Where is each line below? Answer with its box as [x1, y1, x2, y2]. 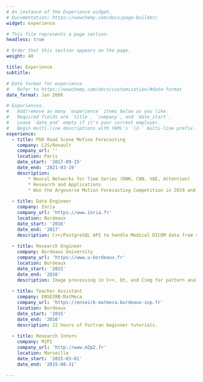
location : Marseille [17, 350, 69, 356]
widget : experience [6, 20, 56, 26]
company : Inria [17, 204, 56, 210]
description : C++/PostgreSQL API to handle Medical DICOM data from [17, 232, 193, 238]
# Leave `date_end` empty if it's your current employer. [6, 120, 161, 126]
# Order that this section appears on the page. [6, 48, 131, 54]
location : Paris [17, 154, 59, 160]
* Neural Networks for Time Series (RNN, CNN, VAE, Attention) [28, 176, 190, 182]
